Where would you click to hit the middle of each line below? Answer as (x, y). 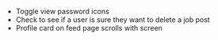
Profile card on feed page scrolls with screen (89, 28)
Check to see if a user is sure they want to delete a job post (113, 20)
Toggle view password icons (62, 11)
